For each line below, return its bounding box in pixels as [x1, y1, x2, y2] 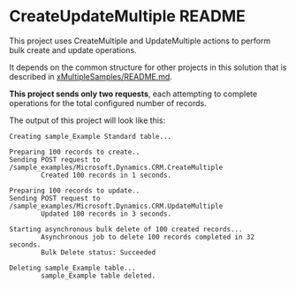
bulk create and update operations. [9, 44, 137, 55]
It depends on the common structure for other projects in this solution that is [9, 62, 287, 72]
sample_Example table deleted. [41, 271, 156, 280]
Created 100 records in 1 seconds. [41, 171, 172, 179]
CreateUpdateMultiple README [9, 6, 246, 27]
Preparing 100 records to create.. [9, 148, 140, 156]
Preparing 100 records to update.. [9, 186, 140, 195]
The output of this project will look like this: [9, 115, 166, 125]
